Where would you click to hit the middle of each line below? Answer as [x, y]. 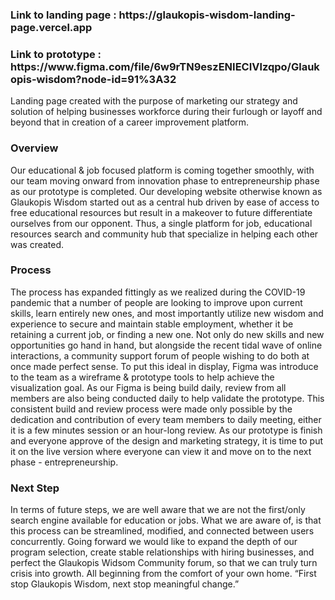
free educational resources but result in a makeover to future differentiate [161, 212]
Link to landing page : [63, 15]
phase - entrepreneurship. [64, 462]
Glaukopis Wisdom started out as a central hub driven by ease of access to [165, 202]
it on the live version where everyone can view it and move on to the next [161, 451]
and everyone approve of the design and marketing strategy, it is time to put [167, 440]
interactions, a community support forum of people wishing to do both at [160, 355]
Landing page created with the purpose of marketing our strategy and [154, 101]
